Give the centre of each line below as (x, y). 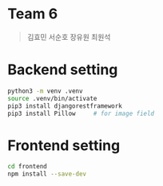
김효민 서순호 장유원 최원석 (69, 37)
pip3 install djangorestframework (65, 106)
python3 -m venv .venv (45, 91)
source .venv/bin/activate (52, 98)
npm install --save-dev (47, 174)
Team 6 (33, 14)
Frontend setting (64, 145)
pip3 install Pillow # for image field (81, 113)
